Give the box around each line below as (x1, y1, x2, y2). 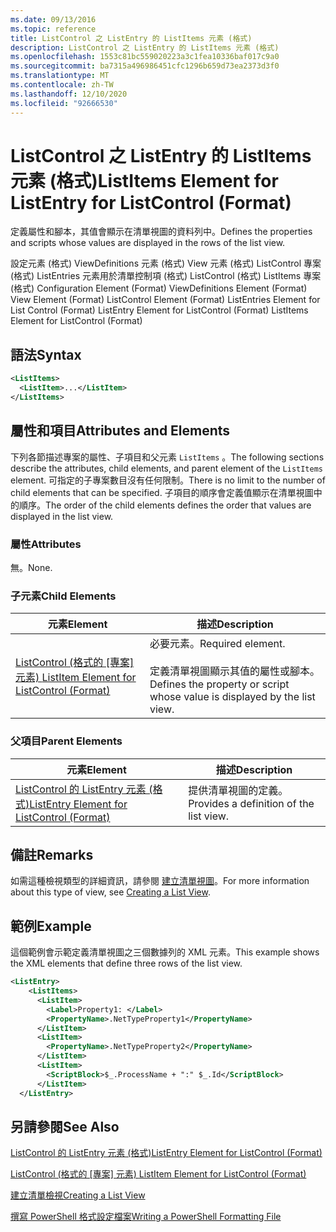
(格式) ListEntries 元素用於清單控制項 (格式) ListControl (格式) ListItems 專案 (10, 270, 322, 282)
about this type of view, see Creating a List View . (10, 886, 211, 898)
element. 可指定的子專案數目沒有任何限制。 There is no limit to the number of (10, 474, 326, 486)
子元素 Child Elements (10, 589, 117, 603)
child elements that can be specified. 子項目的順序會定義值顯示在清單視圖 (10, 486, 314, 498)
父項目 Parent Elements (10, 734, 123, 748)
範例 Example (10, 917, 92, 935)
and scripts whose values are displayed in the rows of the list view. (10, 237, 286, 249)
